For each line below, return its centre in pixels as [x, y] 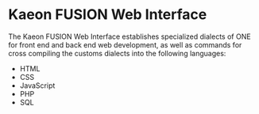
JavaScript [37, 85]
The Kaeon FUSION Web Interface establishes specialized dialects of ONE [130, 36]
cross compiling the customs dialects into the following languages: [117, 53]
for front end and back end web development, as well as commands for [125, 44]
